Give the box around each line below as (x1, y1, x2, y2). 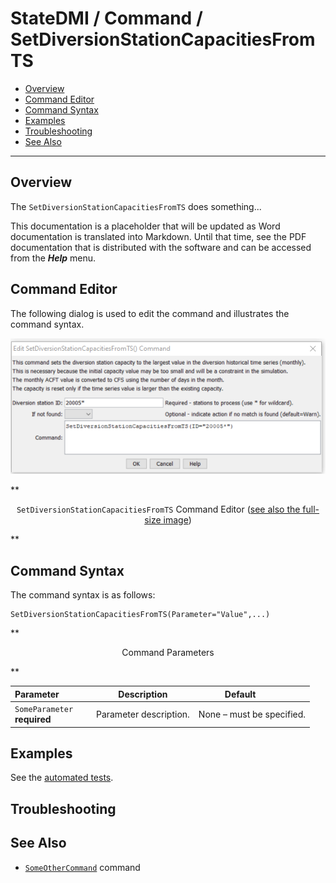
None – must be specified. (198, 708, 307, 720)
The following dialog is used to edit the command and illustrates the (10, 307, 290, 319)
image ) (163, 514, 192, 526)
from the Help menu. (10, 252, 97, 264)
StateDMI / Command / (10, 7, 203, 30)
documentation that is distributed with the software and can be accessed (10, 241, 312, 253)
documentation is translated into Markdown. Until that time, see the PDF (10, 230, 307, 242)
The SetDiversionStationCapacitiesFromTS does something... (10, 200, 262, 212)
